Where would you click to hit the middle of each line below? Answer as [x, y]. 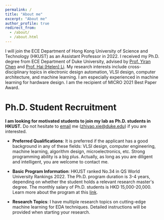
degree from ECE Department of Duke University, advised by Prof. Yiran [78, 61]
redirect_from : [21, 28]
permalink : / [18, 10]
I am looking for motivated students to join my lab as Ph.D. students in [78, 121]
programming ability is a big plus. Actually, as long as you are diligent [82, 156]
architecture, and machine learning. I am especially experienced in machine [82, 77]
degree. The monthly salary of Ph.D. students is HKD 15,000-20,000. [82, 187]
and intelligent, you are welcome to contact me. [61, 162]
